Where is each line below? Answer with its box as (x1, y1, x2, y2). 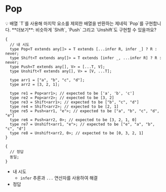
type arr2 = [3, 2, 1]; (10, 82, 60, 87)
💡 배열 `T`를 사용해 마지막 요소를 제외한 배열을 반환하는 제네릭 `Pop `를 (5, 20, 144, 26)
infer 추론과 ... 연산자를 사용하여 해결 (20, 175, 98, 181)
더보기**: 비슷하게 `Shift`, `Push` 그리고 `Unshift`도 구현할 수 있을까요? (16, 26, 157, 33)
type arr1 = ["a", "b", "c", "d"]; (10, 77, 85, 82)
